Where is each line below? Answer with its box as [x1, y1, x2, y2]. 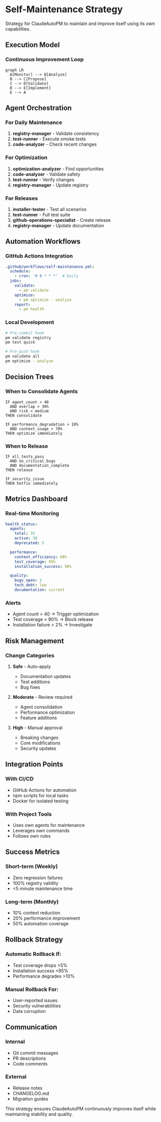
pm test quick [5, 340, 36, 345]
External [5, 1073, 27, 1080]
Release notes [12, 1085, 43, 1091]
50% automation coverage [12, 920, 69, 926]
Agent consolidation [20, 703, 63, 710]
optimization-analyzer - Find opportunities [12, 166, 104, 172]
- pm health [18, 307, 44, 312]
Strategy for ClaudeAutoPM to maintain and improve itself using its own [5, 20, 155, 27]
